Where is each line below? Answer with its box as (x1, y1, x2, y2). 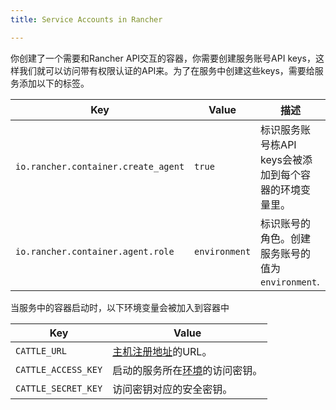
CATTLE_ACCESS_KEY (15, 364, 103, 375)
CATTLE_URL (15, 345, 67, 356)
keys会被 (260, 152, 303, 166)
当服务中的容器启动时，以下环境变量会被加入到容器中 (10, 301, 230, 313)
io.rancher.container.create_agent (15, 161, 185, 172)
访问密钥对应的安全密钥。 (112, 382, 233, 396)
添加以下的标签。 (18, 77, 90, 89)
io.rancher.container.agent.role (15, 246, 175, 257)
